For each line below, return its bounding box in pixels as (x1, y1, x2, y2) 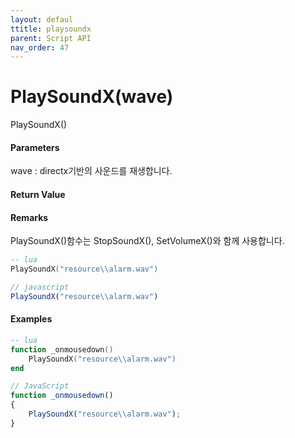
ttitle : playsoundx (10, 24, 92, 34)
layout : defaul (10, 14, 74, 25)
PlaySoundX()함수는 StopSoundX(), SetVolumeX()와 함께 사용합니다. (10, 235, 285, 247)
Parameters (10, 141, 60, 153)
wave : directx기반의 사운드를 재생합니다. (10, 165, 173, 177)
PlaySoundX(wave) (10, 86, 174, 108)
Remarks (10, 211, 49, 223)
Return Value (10, 188, 66, 200)
